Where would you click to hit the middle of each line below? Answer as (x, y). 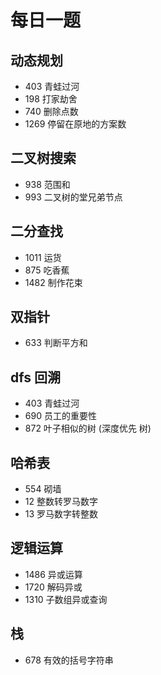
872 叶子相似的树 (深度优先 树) (88, 428)
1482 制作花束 (53, 282)
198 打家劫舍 (51, 99)
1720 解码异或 (53, 587)
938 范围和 (47, 184)
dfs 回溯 (35, 377)
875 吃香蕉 (47, 270)
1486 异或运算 (53, 574)
